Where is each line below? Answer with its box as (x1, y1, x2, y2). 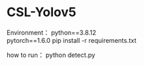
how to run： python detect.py (6, 51, 96, 59)
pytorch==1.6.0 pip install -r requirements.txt (6, 36, 137, 44)
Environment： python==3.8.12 (6, 28, 97, 37)
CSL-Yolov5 (6, 4, 77, 20)
